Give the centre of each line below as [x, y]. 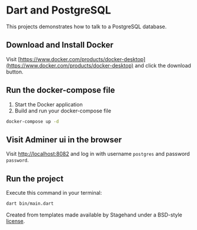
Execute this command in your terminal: [54, 193]
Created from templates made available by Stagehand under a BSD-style [94, 215]
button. [15, 72]
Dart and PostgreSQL [59, 10]
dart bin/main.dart [30, 204]
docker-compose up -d [33, 121]
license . [16, 221]
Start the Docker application [49, 104]
